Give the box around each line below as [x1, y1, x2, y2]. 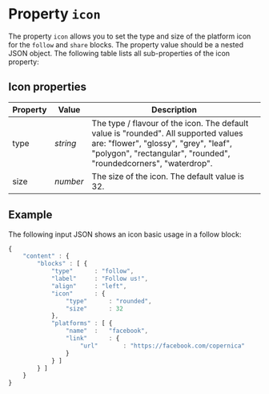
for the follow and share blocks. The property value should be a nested [8, 39, 244, 49]
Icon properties [8, 80, 86, 94]
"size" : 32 [65, 304, 124, 313]
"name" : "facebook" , [65, 327, 149, 335]
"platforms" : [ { [50, 319, 113, 327]
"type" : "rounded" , [65, 297, 152, 305]
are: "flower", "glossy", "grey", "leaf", [91, 137, 232, 148]
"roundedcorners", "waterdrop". [91, 157, 213, 169]
